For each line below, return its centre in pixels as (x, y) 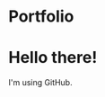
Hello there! (53, 58)
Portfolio (41, 17)
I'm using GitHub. (40, 83)
